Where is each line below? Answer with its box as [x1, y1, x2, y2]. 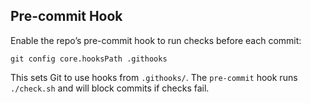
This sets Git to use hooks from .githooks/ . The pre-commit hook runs [10, 71, 298, 83]
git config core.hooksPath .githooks [10, 54, 168, 64]
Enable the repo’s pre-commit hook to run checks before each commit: [10, 34, 302, 46]
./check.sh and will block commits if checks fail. [10, 82, 210, 94]
